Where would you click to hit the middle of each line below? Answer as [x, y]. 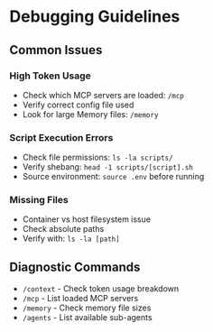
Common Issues [56, 50]
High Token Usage [51, 76]
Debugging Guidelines [95, 17]
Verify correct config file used [78, 105]
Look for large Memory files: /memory [90, 114]
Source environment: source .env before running [113, 177]
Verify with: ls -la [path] [71, 239]
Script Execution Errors [61, 137]
